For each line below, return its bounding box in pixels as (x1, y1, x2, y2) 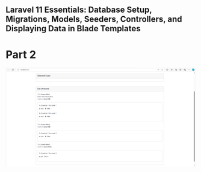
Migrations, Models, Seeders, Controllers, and (5, 14, 182, 25)
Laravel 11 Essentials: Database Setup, (5, 5, 152, 15)
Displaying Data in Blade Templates (5, 23, 141, 34)
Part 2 (5, 48, 37, 61)
